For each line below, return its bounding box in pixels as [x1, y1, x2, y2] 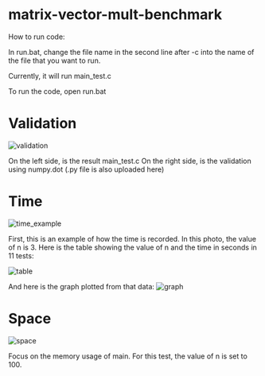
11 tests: [8, 250, 34, 260]
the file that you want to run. [8, 56, 101, 65]
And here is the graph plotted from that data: [8, 281, 155, 291]
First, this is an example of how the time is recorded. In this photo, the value [8, 234, 257, 243]
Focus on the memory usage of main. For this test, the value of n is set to [8, 351, 248, 361]
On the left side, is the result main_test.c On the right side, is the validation [8, 156, 252, 165]
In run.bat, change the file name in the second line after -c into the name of [8, 47, 255, 56]
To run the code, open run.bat [8, 86, 107, 96]
